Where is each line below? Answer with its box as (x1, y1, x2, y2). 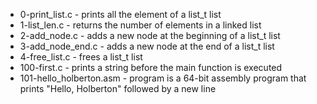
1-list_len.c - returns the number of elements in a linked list (19, 19, 262, 31)
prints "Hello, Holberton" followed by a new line (19, 83, 217, 94)
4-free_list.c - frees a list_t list (19, 51, 143, 63)
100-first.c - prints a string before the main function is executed (19, 62, 283, 73)
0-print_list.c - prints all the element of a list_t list (19, 9, 222, 20)
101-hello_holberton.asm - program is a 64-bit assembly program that (19, 72, 307, 84)
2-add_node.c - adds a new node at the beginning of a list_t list (19, 30, 281, 41)
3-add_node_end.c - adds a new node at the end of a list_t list (19, 40, 275, 52)
